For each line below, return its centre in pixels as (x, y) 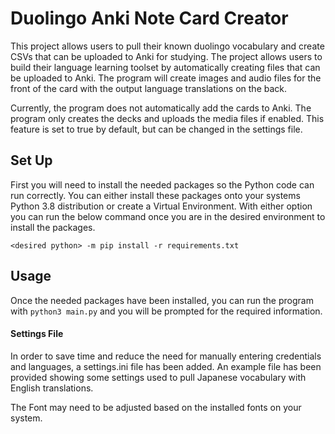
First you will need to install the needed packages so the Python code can (162, 184)
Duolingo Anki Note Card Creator (149, 18)
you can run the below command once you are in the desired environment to (168, 216)
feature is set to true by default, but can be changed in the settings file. (156, 129)
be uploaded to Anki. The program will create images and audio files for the (166, 78)
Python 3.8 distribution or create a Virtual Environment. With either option (161, 206)
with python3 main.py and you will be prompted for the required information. (166, 311)
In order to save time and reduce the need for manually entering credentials (166, 356)
